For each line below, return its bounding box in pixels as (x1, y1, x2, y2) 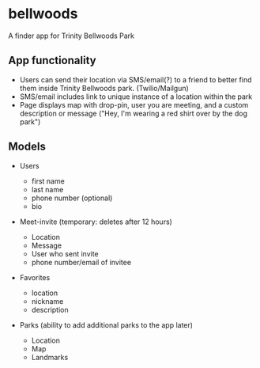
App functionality (8, 54, 96, 67)
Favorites (19, 272, 51, 282)
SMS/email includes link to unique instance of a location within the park (19, 92, 253, 101)
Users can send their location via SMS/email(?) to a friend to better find (19, 74, 252, 84)
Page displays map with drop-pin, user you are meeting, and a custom (19, 100, 249, 109)
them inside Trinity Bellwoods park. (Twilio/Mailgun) (19, 83, 190, 93)
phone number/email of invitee (31, 257, 132, 267)
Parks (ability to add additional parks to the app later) (19, 320, 194, 329)
